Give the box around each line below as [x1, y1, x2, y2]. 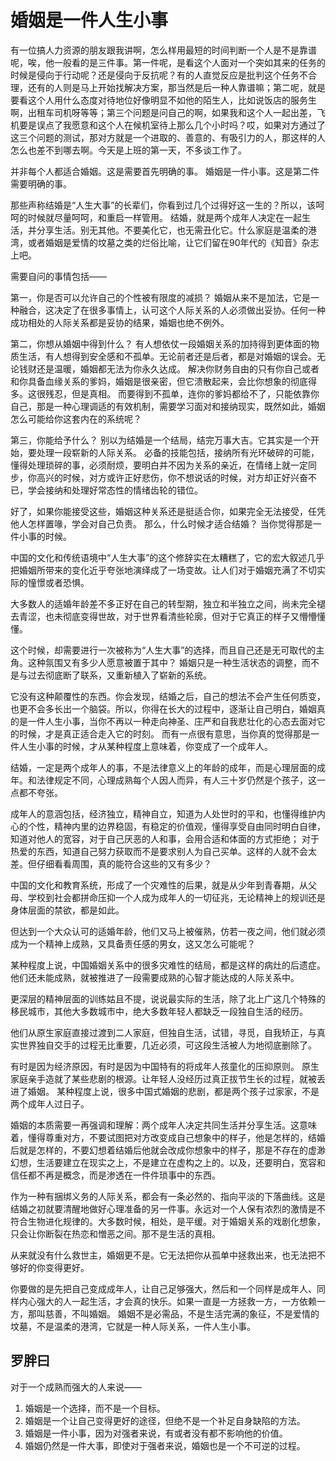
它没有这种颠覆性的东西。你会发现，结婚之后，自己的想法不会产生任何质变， [10, 690, 326, 702]
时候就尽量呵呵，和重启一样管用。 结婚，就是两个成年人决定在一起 [27, 211, 302, 223]
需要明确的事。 [10, 177, 72, 190]
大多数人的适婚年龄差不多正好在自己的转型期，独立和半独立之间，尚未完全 [10, 597, 317, 610]
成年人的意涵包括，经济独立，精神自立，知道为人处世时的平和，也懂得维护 [10, 807, 317, 820]
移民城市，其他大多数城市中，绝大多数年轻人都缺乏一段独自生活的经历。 [10, 1005, 308, 1017]
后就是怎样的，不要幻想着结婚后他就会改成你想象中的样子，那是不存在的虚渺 [10, 1144, 326, 1156]
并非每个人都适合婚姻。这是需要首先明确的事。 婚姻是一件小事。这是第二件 [10, 165, 320, 177]
